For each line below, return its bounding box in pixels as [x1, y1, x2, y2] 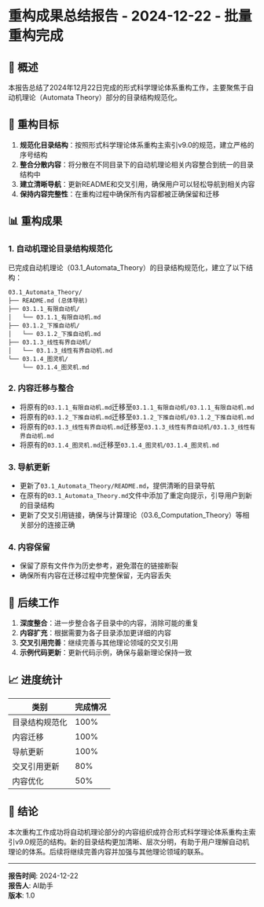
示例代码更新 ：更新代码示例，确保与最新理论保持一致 [19, 648, 192, 657]
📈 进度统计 [8, 673, 63, 686]
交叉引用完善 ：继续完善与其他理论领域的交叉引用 [19, 638, 178, 648]
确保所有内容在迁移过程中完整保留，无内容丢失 [19, 571, 171, 580]
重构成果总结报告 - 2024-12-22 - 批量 [8, 7, 252, 25]
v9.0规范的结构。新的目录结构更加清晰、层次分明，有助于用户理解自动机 [14, 837, 250, 847]
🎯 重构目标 [8, 118, 59, 131]
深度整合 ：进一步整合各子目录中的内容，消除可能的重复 [19, 618, 199, 628]
